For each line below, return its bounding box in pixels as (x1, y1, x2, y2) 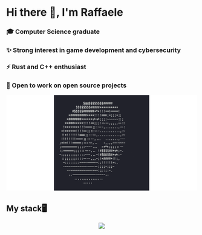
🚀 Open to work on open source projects (6, 81, 127, 90)
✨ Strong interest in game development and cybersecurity (6, 46, 181, 55)
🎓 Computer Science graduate (6, 27, 100, 36)
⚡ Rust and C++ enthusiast (6, 62, 86, 71)
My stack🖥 (6, 203, 47, 214)
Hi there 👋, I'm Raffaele (6, 5, 123, 19)
